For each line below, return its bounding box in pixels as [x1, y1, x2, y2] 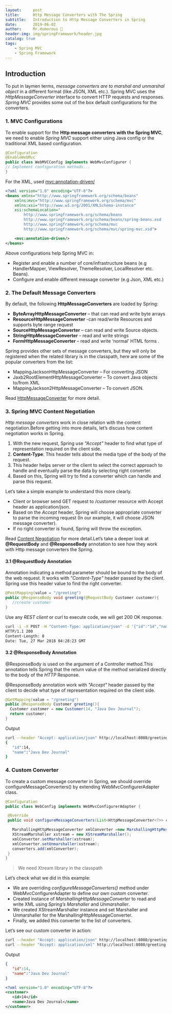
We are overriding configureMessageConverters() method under [12, 885, 149, 891]
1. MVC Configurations [5, 118, 63, 125]
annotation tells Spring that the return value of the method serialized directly [5, 666, 166, 672]
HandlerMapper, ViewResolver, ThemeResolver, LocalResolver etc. [12, 265, 154, 271]
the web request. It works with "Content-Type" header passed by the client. [5, 575, 165, 581]
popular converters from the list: [5, 359, 73, 365]
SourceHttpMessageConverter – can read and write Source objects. [12, 327, 159, 333]
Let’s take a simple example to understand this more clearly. [5, 489, 132, 495]
